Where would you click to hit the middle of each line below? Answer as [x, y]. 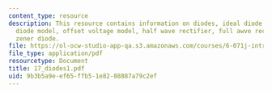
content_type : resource [49, 16]
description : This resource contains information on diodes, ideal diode [136, 23]
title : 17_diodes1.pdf [47, 69]
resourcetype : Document [49, 61]
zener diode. [38, 38]
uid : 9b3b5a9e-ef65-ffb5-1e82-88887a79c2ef [83, 76]
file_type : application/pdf [56, 53]
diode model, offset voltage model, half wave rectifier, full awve [134, 31]
